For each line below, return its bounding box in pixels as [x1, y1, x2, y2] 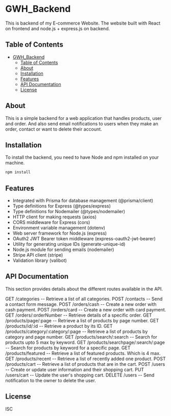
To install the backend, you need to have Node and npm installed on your [5, 154, 159, 160]
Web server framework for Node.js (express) [12, 230, 107, 236]
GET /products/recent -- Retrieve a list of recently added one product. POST [5, 356, 166, 362]
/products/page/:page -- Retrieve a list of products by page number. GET [5, 317, 159, 323]
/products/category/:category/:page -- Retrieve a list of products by [5, 328, 148, 335]
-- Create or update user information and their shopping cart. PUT [5, 366, 144, 372]
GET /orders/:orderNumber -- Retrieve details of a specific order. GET [5, 312, 152, 318]
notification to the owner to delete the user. [5, 377, 96, 383]
